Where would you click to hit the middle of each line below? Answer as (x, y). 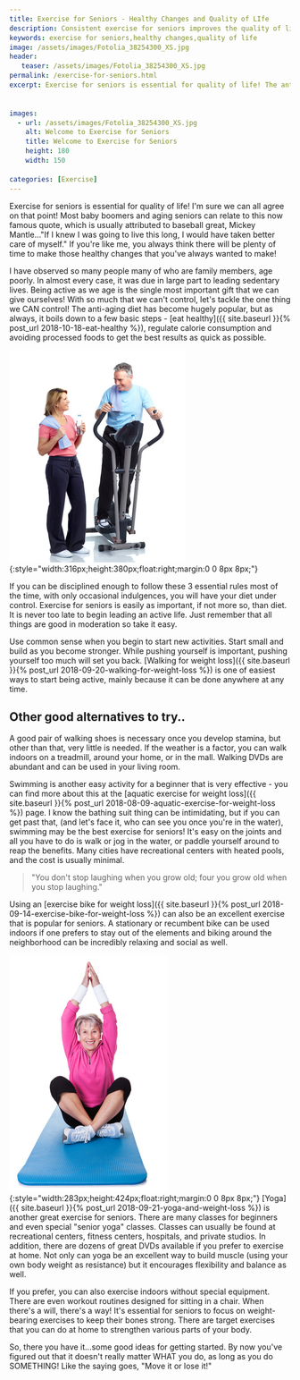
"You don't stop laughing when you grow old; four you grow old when (159, 877)
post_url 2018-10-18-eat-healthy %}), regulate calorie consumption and (141, 327)
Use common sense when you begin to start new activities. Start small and (146, 641)
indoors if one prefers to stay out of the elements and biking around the (141, 933)
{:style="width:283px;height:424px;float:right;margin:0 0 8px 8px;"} (135, 1198)
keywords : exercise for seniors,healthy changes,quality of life (133, 38)
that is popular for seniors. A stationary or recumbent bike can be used (139, 923)
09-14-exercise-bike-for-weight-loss (77, 914)
